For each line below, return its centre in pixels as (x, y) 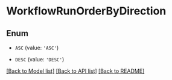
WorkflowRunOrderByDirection (86, 11)
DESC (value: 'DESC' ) (40, 59)
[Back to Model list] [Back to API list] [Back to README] (75, 71)
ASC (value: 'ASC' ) (37, 48)
